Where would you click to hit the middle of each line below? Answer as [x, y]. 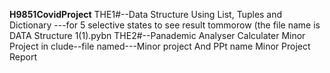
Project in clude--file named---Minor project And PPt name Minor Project [160, 46]
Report [23, 57]
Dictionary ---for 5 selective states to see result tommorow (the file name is [165, 25]
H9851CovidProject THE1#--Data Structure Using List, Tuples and [146, 14]
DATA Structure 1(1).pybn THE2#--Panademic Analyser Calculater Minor [157, 35]
